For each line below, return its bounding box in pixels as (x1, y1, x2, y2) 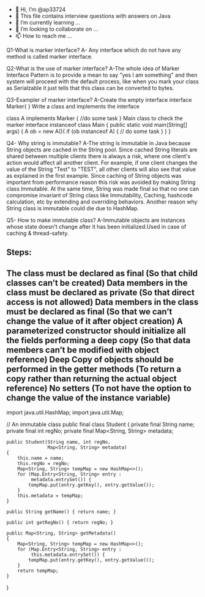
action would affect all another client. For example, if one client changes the (6, 159, 198, 166)
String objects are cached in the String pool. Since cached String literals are (6, 146, 198, 153)
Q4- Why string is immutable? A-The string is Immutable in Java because (6, 140, 191, 146)
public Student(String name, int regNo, (6, 439, 111, 446)
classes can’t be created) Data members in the (6, 278, 188, 288)
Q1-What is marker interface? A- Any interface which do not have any (6, 47, 182, 53)
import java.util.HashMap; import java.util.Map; (6, 409, 124, 416)
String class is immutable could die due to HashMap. (6, 205, 140, 211)
